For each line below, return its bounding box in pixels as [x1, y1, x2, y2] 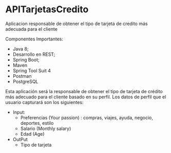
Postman [12, 73, 32, 79]
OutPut [12, 136, 28, 142]
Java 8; [12, 46, 29, 52]
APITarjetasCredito [5, 4, 89, 15]
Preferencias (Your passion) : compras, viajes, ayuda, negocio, [20, 114, 153, 121]
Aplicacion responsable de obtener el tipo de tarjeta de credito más [5, 20, 148, 27]
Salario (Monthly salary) [20, 125, 71, 132]
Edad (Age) [20, 130, 45, 137]
